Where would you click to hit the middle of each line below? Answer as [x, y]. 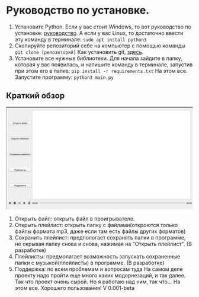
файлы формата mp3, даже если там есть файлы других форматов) [100, 231]
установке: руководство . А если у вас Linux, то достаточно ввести [99, 33]
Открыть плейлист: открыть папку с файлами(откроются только [96, 225]
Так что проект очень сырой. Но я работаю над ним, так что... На [97, 282]
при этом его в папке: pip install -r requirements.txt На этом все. [101, 71]
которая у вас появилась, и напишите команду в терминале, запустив [104, 64]
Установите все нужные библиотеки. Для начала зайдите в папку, [98, 58]
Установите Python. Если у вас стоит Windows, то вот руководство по [103, 27]
